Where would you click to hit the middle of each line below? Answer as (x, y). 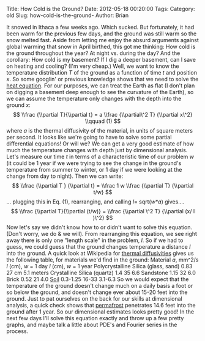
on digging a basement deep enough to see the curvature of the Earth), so (100, 92)
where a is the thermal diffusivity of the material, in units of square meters (99, 130)
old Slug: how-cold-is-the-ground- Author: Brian (68, 15)
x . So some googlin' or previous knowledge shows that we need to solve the (102, 79)
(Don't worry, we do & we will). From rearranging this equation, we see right (102, 234)
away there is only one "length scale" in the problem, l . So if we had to (95, 240)
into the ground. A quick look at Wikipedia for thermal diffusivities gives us (100, 253)
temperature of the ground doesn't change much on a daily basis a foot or (100, 286)
